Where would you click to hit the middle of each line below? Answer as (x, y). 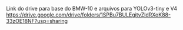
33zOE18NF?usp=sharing (37, 21)
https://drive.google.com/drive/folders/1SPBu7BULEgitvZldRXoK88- (89, 15)
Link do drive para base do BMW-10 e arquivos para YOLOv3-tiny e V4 (92, 9)
